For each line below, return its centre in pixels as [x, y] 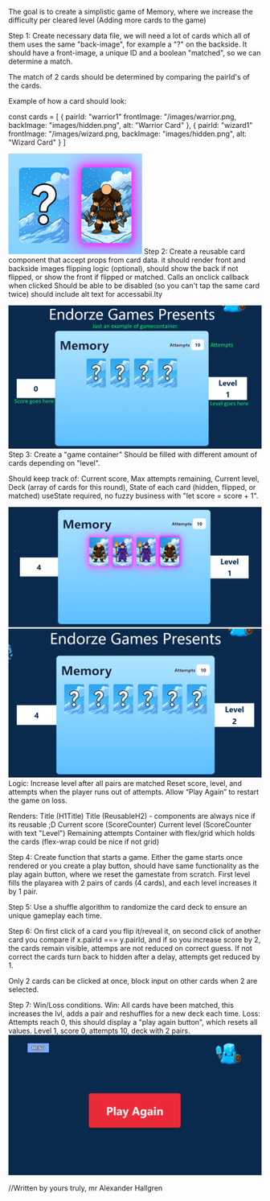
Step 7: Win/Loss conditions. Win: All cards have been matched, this [121, 1006]
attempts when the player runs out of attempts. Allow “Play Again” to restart [134, 792]
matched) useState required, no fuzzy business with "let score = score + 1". [133, 496]
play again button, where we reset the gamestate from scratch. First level [129, 874]
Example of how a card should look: [67, 101]
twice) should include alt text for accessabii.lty [86, 294]
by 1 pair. [23, 891]
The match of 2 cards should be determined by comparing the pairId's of [129, 77]
